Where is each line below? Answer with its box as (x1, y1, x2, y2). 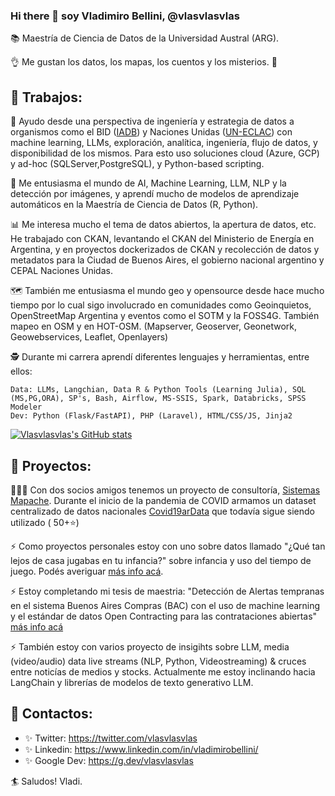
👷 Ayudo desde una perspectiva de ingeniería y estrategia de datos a (10, 115, 295, 128)
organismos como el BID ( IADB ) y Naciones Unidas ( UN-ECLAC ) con (10, 126, 293, 138)
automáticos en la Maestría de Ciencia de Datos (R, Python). (10, 199, 259, 211)
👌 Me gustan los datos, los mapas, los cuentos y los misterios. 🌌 (10, 56, 278, 68)
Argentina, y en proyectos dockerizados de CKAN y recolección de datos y (10, 244, 320, 256)
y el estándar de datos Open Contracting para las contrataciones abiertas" (10, 610, 318, 622)
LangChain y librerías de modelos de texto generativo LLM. (10, 676, 254, 688)
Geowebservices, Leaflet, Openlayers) (10, 331, 169, 343)
